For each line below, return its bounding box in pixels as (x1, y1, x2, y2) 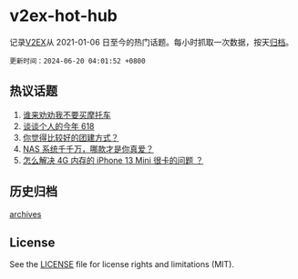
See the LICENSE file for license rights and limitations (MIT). (9, 259, 235, 270)
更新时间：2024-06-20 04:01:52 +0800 (9, 56, 146, 65)
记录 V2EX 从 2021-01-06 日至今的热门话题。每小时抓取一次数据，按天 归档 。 (9, 36, 294, 47)
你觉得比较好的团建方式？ (22, 132, 119, 143)
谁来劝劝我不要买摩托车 (22, 109, 111, 120)
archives (9, 208, 42, 219)
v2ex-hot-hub (9, 5, 118, 26)
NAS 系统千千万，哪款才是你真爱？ (22, 143, 154, 154)
